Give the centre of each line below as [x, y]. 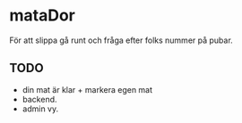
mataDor [43, 16]
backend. [39, 99]
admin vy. [40, 109]
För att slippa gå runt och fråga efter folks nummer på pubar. [121, 40]
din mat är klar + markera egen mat [87, 89]
